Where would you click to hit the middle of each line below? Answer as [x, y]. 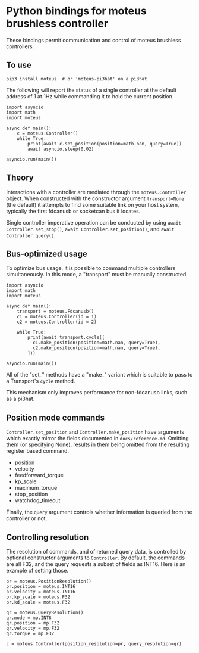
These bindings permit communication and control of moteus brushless [94, 40]
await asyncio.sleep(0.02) [61, 149]
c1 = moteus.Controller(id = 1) [57, 317]
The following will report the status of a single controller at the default [91, 90]
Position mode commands [56, 417]
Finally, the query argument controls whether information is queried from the [99, 512]
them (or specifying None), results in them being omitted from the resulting [98, 444]
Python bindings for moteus [77, 11]
